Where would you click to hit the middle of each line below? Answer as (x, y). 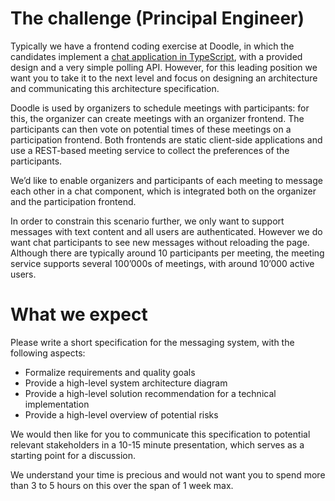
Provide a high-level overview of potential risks (121, 414)
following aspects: (48, 353)
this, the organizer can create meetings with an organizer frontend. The (157, 118)
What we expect (79, 314)
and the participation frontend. (73, 201)
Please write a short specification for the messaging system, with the (152, 342)
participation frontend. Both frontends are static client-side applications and (166, 139)
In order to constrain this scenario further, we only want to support (147, 221)
